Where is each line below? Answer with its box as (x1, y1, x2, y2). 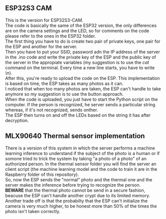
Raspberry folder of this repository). (5, 171, 79, 177)
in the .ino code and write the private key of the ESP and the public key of (5, 54, 156, 60)
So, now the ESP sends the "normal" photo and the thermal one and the (5, 176, 153, 183)
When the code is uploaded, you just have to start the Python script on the (5, 96, 158, 102)
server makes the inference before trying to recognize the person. (5, 182, 141, 188)
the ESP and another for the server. (5, 43, 78, 49)
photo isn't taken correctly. (5, 208, 61, 214)
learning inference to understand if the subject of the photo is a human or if (5, 150, 160, 156)
